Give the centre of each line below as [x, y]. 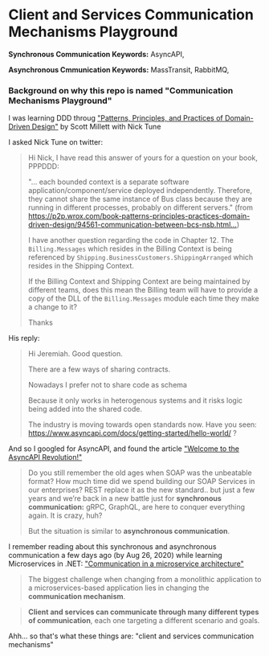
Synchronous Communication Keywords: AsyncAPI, [96, 54]
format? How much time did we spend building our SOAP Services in [141, 482]
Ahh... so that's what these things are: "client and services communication [131, 636]
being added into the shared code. [85, 409]
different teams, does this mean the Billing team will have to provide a [143, 290]
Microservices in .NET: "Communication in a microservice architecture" [126, 564]
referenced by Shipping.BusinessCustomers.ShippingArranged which [141, 257]
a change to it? [53, 307]
